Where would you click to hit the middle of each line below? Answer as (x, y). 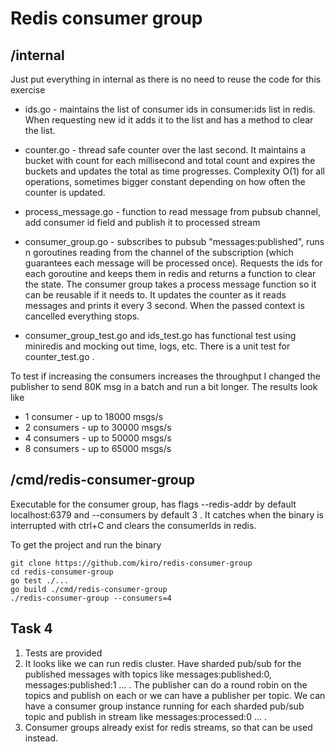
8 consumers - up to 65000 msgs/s (98, 448)
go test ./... (40, 580)
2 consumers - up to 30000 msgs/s (98, 427)
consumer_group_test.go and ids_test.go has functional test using (160, 335)
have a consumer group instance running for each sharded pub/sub (164, 706)
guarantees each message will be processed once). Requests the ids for (173, 263)
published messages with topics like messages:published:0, (148, 674)
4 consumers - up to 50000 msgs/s (98, 438)
